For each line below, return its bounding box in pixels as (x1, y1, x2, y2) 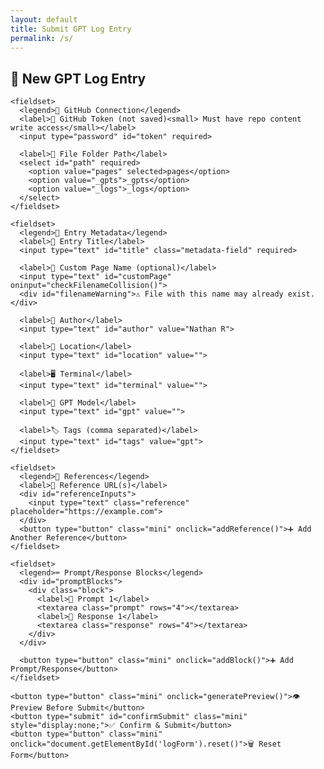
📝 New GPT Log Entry (10, 70, 147, 87)
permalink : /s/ (10, 33, 74, 43)
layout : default (10, 14, 78, 25)
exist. (287, 289, 315, 300)
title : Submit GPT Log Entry (10, 24, 132, 34)
